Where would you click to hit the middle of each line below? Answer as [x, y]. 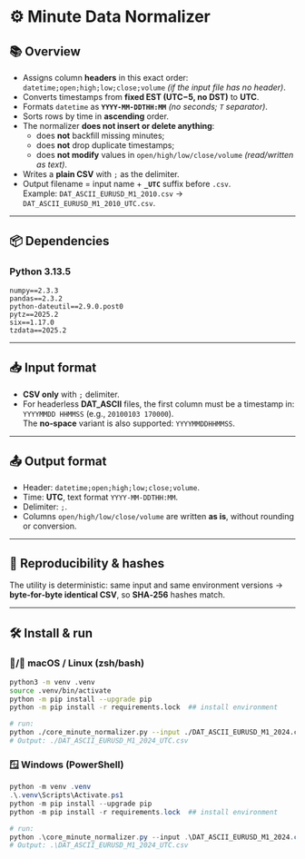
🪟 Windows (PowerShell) [67, 765]
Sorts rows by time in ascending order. [96, 116]
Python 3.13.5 [40, 272]
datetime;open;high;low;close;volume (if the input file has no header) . [154, 87]
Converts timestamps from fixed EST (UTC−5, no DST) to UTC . [141, 97]
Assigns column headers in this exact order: [105, 78]
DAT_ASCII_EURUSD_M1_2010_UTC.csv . [89, 203]
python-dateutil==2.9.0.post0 [67, 306]
